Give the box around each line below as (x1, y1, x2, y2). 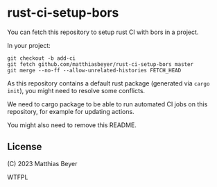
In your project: (7, 41, 51, 49)
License (7, 141, 42, 153)
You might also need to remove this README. (7, 120, 137, 129)
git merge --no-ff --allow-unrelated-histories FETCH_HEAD (7, 67, 182, 74)
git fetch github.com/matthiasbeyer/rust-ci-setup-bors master (7, 60, 194, 67)
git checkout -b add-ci (7, 54, 76, 62)
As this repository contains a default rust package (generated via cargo (7, 79, 210, 88)
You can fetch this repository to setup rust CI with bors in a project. (7, 28, 199, 36)
